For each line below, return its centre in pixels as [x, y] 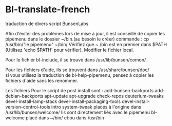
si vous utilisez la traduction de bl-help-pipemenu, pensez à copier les [80, 75]
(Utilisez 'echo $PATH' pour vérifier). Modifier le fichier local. [70, 50]
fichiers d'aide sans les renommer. [42, 80]
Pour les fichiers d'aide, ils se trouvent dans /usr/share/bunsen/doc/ [78, 70]
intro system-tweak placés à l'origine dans [96, 107]
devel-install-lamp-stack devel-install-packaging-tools [63, 101]
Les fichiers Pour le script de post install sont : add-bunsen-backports [80, 90]
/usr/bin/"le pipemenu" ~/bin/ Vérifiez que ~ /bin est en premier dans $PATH [86, 44]
